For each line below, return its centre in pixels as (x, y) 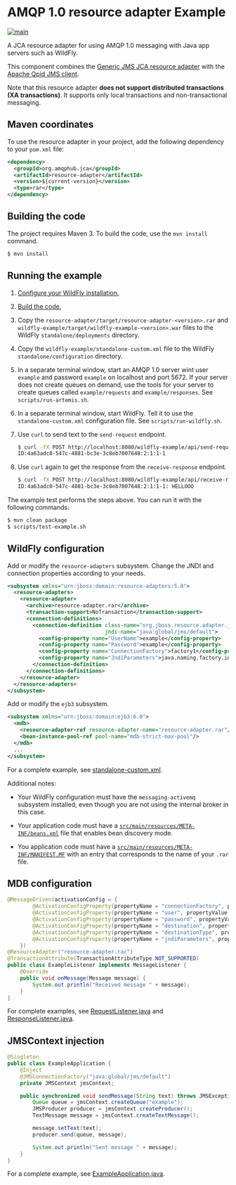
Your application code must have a (67, 825)
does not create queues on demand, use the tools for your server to (116, 385)
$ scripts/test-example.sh (47, 527)
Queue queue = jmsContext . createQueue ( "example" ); (108, 1102)
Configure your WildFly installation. (68, 293)
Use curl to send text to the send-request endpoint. (92, 434)
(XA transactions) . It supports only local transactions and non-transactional (117, 95)
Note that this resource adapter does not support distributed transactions (116, 87)
